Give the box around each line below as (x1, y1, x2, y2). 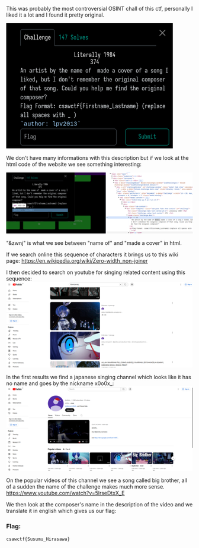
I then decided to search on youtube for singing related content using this (6, 269, 185, 276)
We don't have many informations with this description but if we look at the (6, 155, 189, 161)
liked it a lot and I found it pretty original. (6, 11, 105, 18)
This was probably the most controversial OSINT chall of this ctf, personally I (6, 5, 193, 12)
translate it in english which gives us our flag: (6, 508, 117, 515)
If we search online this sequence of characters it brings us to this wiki (6, 251, 179, 258)
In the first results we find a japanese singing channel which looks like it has (6, 373, 191, 380)
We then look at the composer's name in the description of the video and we (6, 501, 193, 508)
